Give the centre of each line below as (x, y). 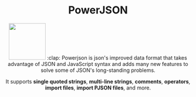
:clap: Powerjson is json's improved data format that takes (117, 58)
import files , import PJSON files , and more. (98, 88)
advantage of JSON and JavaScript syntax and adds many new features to (98, 64)
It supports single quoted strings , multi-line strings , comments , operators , (98, 81)
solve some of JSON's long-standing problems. (98, 70)
